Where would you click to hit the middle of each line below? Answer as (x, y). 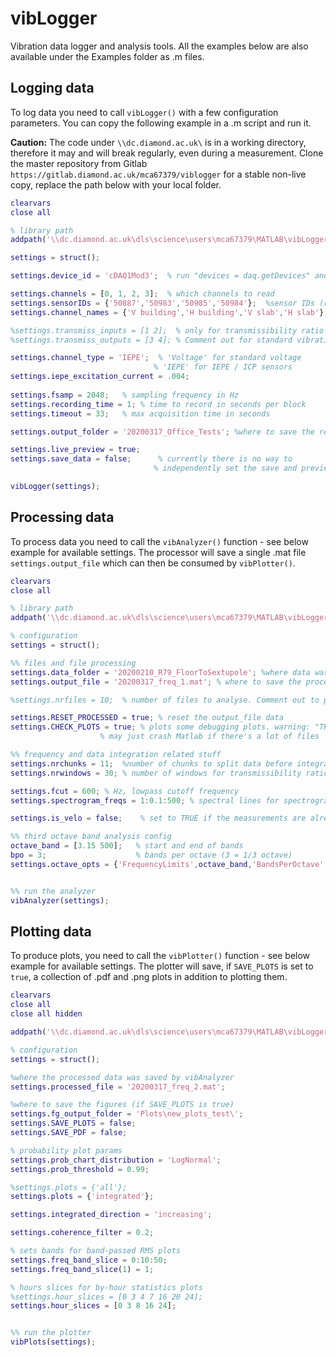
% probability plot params (66, 1150)
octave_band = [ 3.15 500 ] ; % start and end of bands (127, 846)
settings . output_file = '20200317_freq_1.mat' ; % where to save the (156, 682)
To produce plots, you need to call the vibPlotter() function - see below (160, 956)
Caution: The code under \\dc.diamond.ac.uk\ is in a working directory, (158, 142)
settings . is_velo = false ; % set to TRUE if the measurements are (158, 818)
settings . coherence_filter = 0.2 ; (82, 1233)
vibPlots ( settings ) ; (53, 1342)
